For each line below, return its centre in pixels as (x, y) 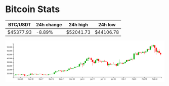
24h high (78, 25)
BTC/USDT (20, 25)
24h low (107, 25)
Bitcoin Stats (33, 9)
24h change (49, 25)
